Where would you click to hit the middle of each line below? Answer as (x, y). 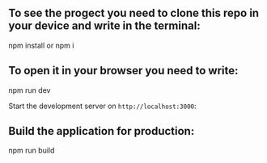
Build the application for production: (102, 131)
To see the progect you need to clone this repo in (134, 13)
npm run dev (30, 90)
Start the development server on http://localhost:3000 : (102, 106)
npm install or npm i (41, 45)
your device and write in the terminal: (104, 26)
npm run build (32, 150)
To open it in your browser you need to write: (123, 71)
